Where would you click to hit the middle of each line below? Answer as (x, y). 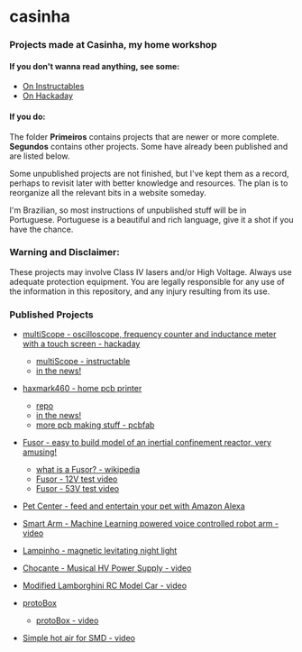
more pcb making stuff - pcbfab (95, 425)
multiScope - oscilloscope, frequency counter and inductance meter (149, 335)
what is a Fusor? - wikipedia (88, 470)
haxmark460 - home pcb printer (82, 389)
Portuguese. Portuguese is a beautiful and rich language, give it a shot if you (151, 219)
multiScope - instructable (83, 362)
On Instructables (53, 87)
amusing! (39, 452)
